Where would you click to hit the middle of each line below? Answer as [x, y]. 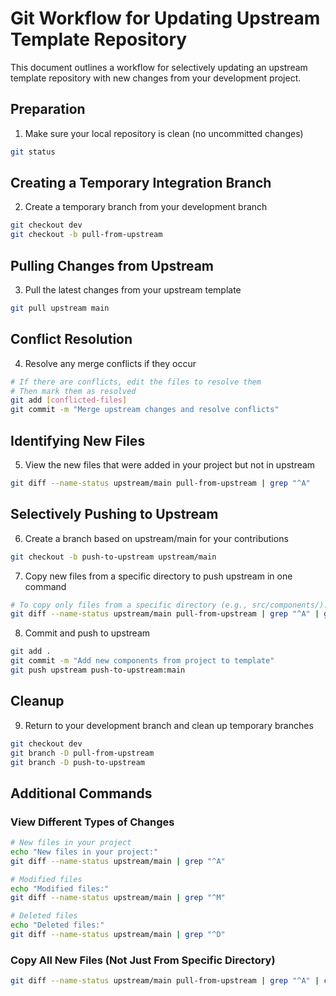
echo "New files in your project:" [84, 852]
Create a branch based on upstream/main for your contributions [156, 538]
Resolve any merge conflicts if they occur [110, 363]
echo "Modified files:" [60, 888]
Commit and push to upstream [87, 633]
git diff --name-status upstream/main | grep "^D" [118, 935]
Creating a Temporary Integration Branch [141, 183]
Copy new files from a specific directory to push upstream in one [158, 576]
